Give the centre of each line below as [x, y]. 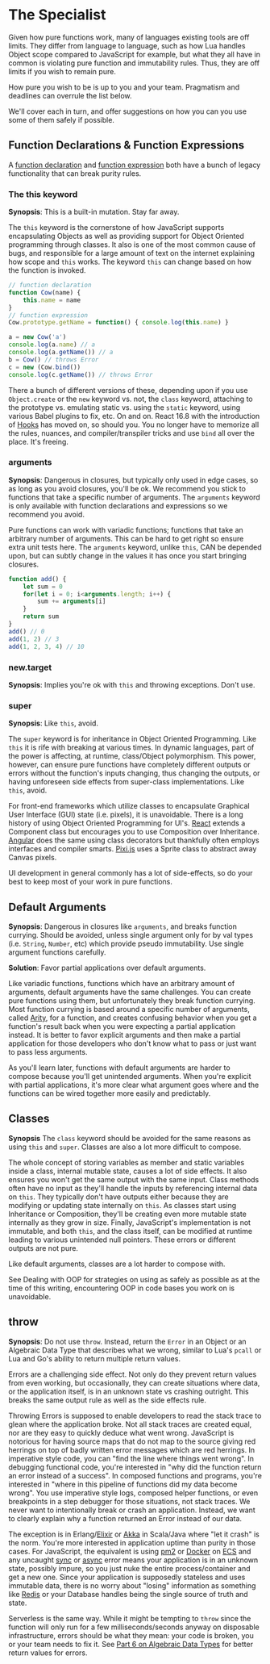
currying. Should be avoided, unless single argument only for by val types [131, 935]
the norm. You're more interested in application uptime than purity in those [132, 1542]
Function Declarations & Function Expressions [127, 146]
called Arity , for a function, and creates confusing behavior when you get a [133, 1018]
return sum [41, 617]
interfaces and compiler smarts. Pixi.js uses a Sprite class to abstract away [133, 849]
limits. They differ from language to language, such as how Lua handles [127, 45]
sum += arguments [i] [72, 602]
